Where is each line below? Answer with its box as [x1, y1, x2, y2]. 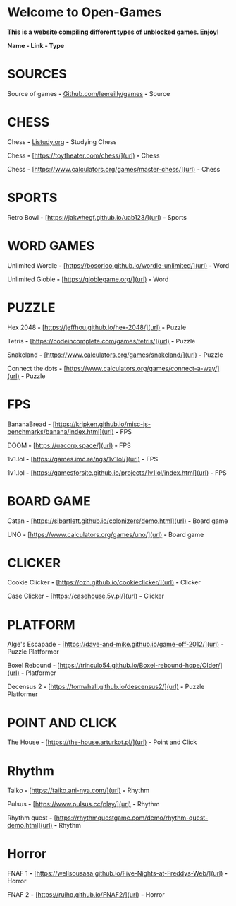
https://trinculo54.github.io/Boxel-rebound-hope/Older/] [59, 661, 223, 670]
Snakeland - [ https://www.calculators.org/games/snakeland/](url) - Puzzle [7, 351, 223, 359]
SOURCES [7, 66, 67, 82]
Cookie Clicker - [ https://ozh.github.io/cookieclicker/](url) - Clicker [7, 578, 201, 587]
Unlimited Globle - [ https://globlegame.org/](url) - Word [7, 275, 169, 283]
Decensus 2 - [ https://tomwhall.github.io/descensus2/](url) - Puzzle [7, 683, 205, 691]
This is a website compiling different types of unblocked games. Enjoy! [7, 28, 220, 36]
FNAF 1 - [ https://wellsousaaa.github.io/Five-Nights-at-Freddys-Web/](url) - [7, 869, 228, 878]
